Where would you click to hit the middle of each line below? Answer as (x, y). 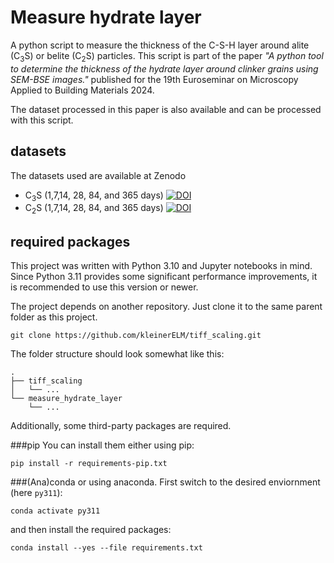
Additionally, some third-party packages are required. (121, 425)
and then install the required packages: (91, 529)
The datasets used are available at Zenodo (98, 175)
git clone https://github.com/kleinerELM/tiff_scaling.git (136, 335)
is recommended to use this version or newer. (104, 287)
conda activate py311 (55, 511)
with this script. (42, 120)
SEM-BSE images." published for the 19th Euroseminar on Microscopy (154, 79)
